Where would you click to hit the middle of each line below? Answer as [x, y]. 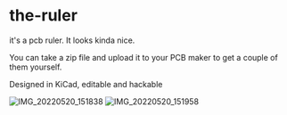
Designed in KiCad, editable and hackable [86, 84]
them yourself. [36, 67]
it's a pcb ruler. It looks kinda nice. [72, 40]
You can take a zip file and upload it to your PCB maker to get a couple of [143, 57]
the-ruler [44, 16]
